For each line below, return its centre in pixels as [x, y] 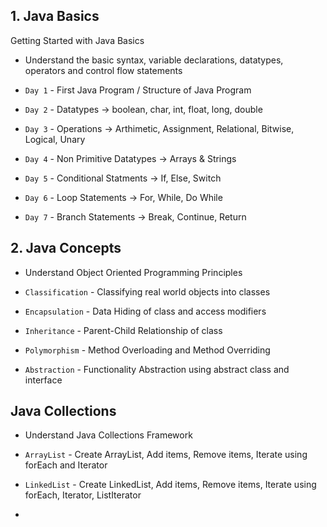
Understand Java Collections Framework [108, 435]
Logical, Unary [55, 139]
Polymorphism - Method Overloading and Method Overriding [147, 350]
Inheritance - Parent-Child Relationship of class [123, 330]
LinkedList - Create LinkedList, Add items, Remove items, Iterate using [170, 485]
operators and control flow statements [103, 70]
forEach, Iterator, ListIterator [83, 495]
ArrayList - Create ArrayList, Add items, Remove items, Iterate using [166, 455]
